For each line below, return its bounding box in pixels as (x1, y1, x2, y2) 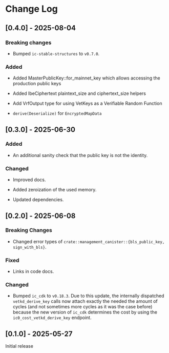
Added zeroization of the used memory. (12, 187, 97, 193)
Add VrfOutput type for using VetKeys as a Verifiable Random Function (12, 101, 162, 107)
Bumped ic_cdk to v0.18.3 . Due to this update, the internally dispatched (12, 293, 165, 299)
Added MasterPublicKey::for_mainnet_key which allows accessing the (12, 75, 160, 81)
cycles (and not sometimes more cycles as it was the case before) (12, 304, 153, 310)
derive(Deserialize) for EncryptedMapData (12, 110, 102, 116)
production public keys (12, 81, 61, 87)
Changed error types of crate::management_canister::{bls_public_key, (12, 238, 165, 244)
